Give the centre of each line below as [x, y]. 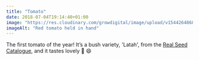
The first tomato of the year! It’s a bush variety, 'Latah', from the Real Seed [97, 45]
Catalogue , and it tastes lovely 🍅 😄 [49, 51]
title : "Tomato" [26, 11]
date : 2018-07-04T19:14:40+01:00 [47, 17]
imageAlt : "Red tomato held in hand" [53, 28]
